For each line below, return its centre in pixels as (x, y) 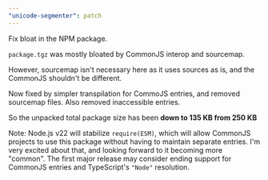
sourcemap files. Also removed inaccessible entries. (94, 102)
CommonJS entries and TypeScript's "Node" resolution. (99, 167)
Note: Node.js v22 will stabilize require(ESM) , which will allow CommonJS (130, 133)
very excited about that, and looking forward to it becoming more (115, 150)
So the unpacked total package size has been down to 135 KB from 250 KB (133, 118)
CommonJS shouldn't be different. (65, 78)
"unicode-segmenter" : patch (55, 16)
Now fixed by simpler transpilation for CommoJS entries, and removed (124, 94)
